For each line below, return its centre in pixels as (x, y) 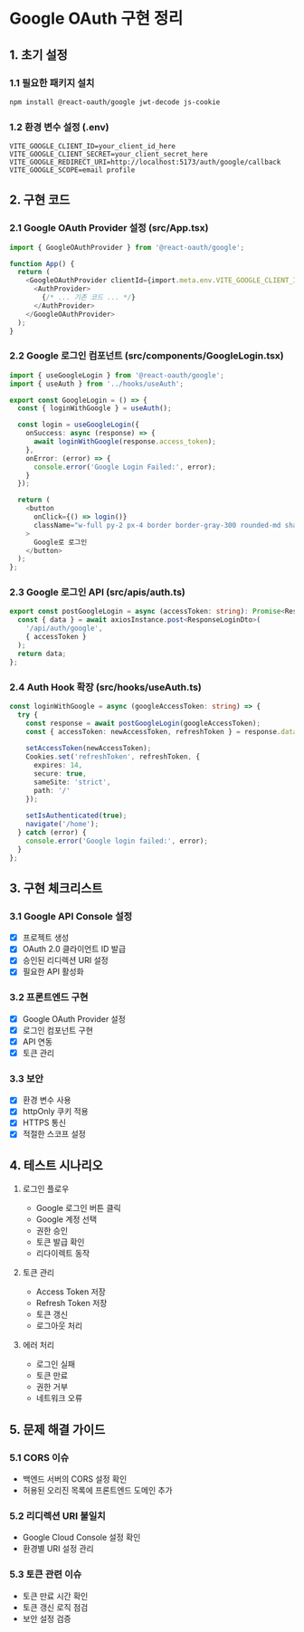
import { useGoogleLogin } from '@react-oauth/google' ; (117, 375)
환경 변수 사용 (47, 1100)
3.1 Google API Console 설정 (71, 916)
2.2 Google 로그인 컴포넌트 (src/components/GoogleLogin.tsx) (147, 356)
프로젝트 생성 (46, 938)
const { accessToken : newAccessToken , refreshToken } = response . (153, 731)
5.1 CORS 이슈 (39, 1457)
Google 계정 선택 (66, 1219)
